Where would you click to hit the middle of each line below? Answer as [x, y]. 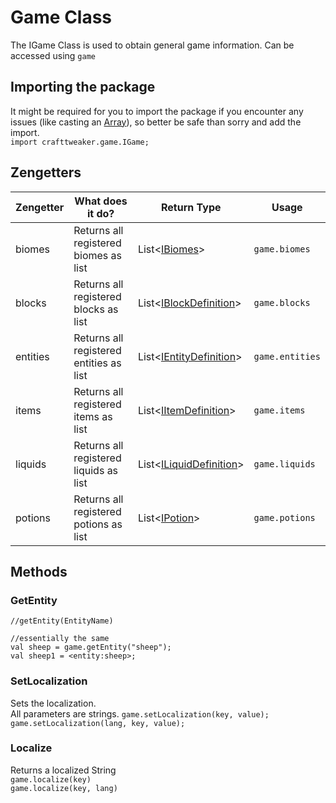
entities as [97, 363]
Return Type [191, 207]
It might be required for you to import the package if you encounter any [157, 111]
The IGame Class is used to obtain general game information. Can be [152, 45]
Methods [39, 571]
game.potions [284, 517]
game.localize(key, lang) [64, 788]
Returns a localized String [63, 770]
